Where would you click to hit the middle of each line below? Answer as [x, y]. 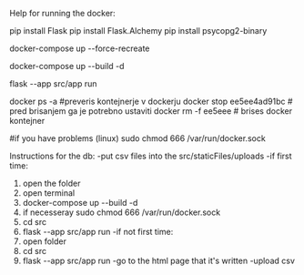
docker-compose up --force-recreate [80, 48]
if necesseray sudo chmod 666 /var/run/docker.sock [122, 212]
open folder [44, 241]
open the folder [51, 183]
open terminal [49, 193]
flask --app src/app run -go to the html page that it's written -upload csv [159, 260]
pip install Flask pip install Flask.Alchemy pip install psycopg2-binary [138, 31]
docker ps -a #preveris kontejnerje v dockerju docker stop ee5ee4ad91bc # [151, 101]
